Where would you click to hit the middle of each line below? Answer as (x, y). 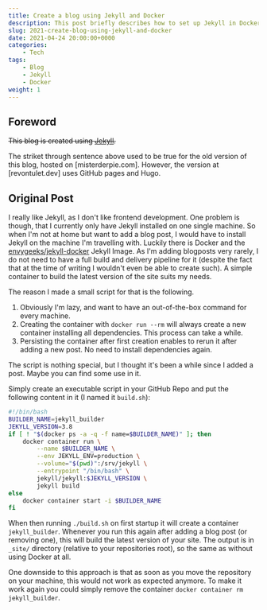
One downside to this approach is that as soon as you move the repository (130, 573)
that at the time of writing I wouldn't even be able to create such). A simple (130, 268)
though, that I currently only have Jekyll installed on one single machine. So (132, 226)
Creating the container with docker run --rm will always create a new (133, 324)
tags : (17, 60)
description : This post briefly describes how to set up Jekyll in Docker (135, 23)
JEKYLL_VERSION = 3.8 (41, 426)
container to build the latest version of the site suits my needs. (110, 276)
